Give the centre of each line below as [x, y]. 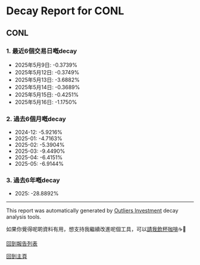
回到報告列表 [22, 244]
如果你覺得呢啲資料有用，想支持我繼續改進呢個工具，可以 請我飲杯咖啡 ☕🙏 [96, 229]
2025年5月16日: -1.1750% [46, 102]
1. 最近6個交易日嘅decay [42, 51]
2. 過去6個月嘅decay [36, 119]
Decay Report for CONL [65, 11]
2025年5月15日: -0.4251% [47, 94]
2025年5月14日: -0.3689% [47, 87]
